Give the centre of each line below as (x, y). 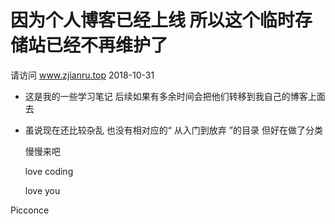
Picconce (30, 210)
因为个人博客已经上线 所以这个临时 (152, 20)
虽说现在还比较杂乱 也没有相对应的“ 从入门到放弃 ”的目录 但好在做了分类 (173, 130)
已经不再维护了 (107, 45)
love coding (49, 171)
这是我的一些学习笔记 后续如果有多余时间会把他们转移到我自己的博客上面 (175, 96)
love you (42, 190)
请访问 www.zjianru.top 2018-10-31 (82, 75)
